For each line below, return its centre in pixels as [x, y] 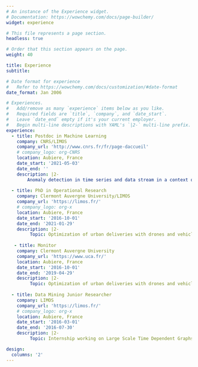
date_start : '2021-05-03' [49, 163]
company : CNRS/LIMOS [42, 141]
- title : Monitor [35, 246]
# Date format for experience [43, 81]
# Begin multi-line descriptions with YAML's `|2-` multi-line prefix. [99, 125]
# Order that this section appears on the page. [67, 49]
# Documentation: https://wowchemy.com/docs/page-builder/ [80, 17]
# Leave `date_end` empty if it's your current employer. [82, 120]
